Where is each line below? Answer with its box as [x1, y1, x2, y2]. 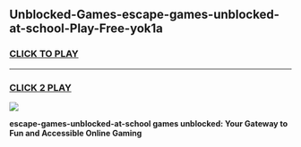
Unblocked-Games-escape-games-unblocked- [9, 7, 280, 22]
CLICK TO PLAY [9, 48, 79, 61]
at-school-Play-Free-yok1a [9, 21, 163, 37]
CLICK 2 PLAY [9, 81, 72, 94]
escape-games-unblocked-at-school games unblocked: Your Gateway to [9, 118, 288, 128]
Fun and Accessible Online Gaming [9, 127, 142, 138]
